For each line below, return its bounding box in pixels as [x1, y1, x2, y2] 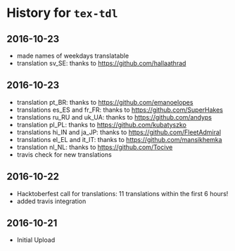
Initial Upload [16, 236, 56, 244]
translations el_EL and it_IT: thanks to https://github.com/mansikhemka [16, 135, 222, 143]
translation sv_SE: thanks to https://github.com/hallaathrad [16, 59, 186, 67]
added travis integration [16, 197, 87, 205]
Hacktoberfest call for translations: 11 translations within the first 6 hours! [16, 189, 229, 198]
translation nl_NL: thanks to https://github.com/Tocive [16, 143, 173, 151]
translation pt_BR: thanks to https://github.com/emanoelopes [16, 98, 193, 106]
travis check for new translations [16, 150, 112, 159]
